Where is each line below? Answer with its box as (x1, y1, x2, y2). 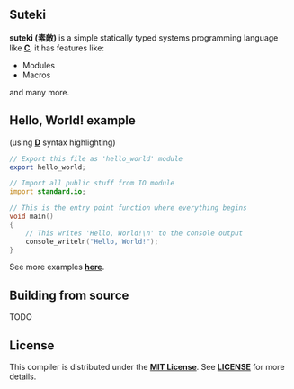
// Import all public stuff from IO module (9, 179, 175, 188)
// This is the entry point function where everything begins (9, 204, 247, 213)
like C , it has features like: (9, 42, 105, 53)
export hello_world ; (9, 162, 87, 172)
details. (9, 371, 37, 382)
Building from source (9, 287, 129, 303)
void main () (9, 212, 54, 221)
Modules (22, 59, 56, 70)
